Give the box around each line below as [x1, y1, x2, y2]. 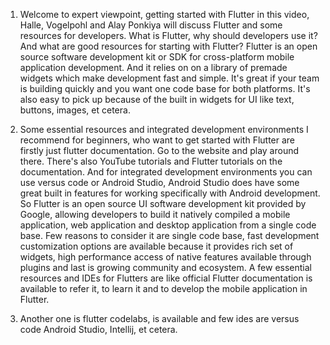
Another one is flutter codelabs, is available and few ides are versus [19, 313, 300, 324]
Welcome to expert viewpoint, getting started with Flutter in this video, [19, 9, 310, 20]
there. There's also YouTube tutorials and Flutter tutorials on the [19, 155, 283, 167]
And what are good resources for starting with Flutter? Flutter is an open [19, 40, 318, 52]
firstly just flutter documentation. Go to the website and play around [19, 145, 300, 156]
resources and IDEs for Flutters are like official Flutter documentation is [19, 272, 313, 284]
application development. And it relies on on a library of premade [19, 62, 288, 73]
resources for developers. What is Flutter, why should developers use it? [19, 30, 318, 41]
